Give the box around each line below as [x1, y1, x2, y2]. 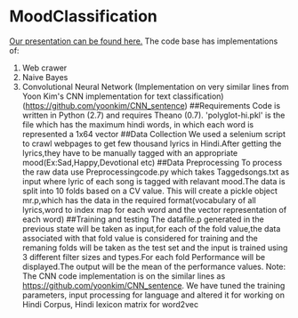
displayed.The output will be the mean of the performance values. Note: [21, 261, 286, 272]
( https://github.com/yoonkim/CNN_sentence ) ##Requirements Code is [21, 100, 281, 110]
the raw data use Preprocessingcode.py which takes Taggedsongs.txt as [21, 167, 290, 177]
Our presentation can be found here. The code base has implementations [9, 36, 278, 46]
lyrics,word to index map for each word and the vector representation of [21, 204, 287, 215]
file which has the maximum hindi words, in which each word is [21, 118, 254, 130]
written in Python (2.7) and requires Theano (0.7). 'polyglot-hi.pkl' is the [21, 110, 286, 120]
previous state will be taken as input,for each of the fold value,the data [21, 223, 281, 233]
